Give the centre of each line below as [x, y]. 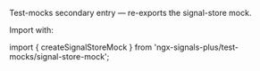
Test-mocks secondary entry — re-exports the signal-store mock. [130, 13]
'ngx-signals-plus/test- [197, 47]
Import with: [31, 30]
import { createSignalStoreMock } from [81, 47]
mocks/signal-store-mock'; [59, 56]
